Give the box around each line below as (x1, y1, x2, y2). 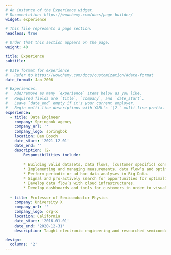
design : (5, 237, 22, 242)
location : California (14, 214, 60, 219)
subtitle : (5, 58, 26, 63)
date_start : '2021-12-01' (14, 138, 70, 143)
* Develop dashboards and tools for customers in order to (23, 185, 152, 190)
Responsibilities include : (23, 152, 81, 157)
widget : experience (5, 17, 47, 22)
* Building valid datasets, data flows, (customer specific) (23, 162, 156, 167)
